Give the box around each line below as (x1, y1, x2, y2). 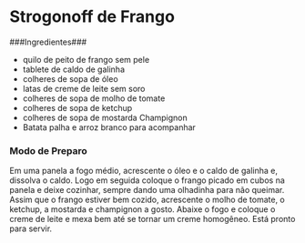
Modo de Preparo (9, 144, 88, 157)
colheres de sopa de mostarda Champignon (22, 112, 188, 123)
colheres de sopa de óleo (22, 73, 118, 84)
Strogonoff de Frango (9, 6, 176, 27)
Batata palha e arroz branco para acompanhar (22, 121, 196, 133)
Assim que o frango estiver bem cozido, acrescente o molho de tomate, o (9, 194, 285, 206)
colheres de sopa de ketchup (22, 102, 133, 113)
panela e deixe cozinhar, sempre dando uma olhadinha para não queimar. (9, 185, 285, 196)
